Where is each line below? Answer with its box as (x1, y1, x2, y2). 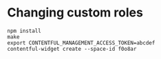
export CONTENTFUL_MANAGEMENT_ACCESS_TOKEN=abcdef (7, 39, 155, 46)
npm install (7, 27, 41, 34)
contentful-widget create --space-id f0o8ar (7, 45, 137, 52)
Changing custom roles (7, 5, 143, 21)
